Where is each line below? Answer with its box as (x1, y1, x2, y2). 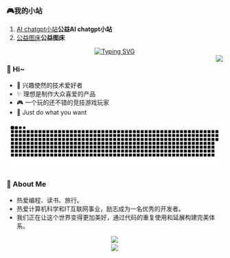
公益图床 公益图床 (16, 34, 65, 42)
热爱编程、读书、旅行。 (16, 196, 83, 204)
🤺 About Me (6, 180, 47, 189)
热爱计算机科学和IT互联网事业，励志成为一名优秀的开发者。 (16, 204, 185, 213)
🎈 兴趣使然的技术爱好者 (16, 81, 83, 89)
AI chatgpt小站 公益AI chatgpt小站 (16, 25, 113, 34)
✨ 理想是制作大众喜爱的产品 (16, 89, 96, 97)
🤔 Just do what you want (16, 108, 87, 116)
